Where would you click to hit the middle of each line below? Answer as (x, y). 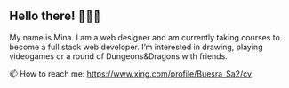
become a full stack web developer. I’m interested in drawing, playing (136, 47)
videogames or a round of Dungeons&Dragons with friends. (119, 56)
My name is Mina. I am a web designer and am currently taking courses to (144, 37)
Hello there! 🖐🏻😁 (55, 16)
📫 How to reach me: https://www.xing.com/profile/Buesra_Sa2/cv (130, 73)
